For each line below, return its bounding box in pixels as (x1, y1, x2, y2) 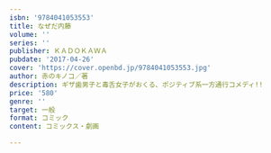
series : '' (9, 38, 50, 48)
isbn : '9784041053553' (9, 13, 95, 22)
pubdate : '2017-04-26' (9, 55, 95, 64)
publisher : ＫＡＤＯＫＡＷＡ (9, 47, 108, 56)
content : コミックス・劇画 (9, 122, 100, 131)
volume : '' (9, 30, 50, 39)
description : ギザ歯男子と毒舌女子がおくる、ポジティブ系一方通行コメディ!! (9, 80, 264, 89)
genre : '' (9, 96, 47, 106)
